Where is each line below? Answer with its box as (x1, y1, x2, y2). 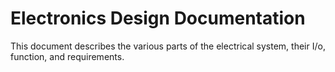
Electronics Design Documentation (10, 7, 306, 30)
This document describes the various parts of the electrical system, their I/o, (10, 40, 326, 52)
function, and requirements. (10, 50, 125, 62)
